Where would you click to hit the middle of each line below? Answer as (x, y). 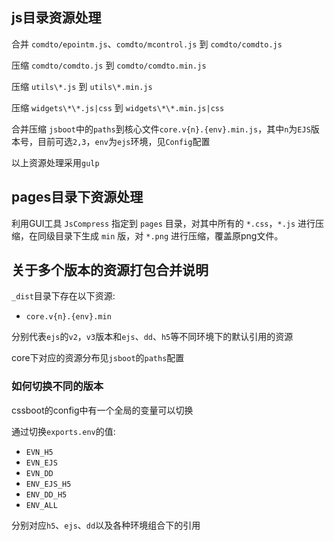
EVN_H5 (39, 452)
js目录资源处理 (56, 18)
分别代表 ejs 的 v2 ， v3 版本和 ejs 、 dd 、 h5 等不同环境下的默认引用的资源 (152, 337)
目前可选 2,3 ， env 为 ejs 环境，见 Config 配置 (124, 141)
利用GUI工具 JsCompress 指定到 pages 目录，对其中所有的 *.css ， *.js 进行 (163, 223)
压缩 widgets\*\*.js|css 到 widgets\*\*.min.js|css (118, 107)
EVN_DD (39, 473)
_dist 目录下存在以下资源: (63, 296)
